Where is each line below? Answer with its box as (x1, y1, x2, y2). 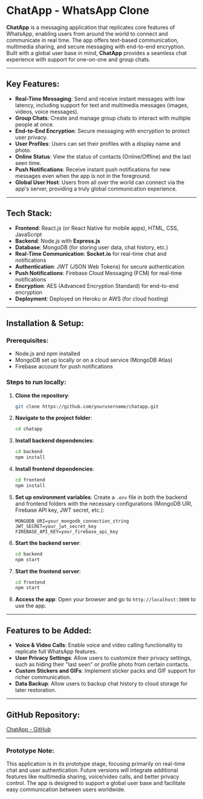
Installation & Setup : (6, 318, 84, 328)
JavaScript (14, 230, 42, 238)
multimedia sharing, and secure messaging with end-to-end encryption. (6, 43, 185, 50)
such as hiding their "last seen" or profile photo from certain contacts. (14, 660, 190, 668)
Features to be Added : (6, 625, 92, 636)
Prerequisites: (6, 336, 49, 345)
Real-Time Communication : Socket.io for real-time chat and (14, 250, 167, 257)
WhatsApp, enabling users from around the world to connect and (6, 30, 168, 37)
